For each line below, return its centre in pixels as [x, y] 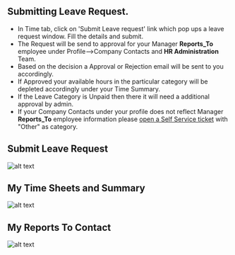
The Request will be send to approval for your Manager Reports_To [115, 44]
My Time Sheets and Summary [77, 188]
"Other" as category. [48, 126]
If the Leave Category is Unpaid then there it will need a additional [114, 96]
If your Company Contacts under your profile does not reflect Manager [120, 111]
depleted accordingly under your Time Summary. [89, 89]
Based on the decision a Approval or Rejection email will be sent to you [121, 66]
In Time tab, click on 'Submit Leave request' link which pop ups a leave [121, 28]
